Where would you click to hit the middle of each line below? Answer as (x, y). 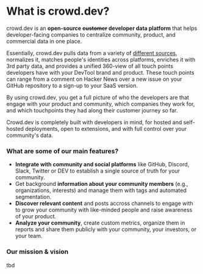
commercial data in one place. (44, 41)
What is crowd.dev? (58, 11)
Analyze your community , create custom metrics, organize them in (100, 223)
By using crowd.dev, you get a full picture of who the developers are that (98, 97)
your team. (29, 236)
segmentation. (33, 197)
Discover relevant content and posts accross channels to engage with (104, 204)
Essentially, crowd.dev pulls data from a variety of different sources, (92, 53)
